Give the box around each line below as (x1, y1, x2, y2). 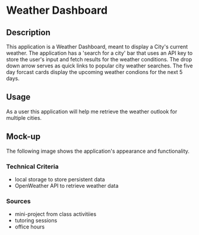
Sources (6, 197, 31, 205)
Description (6, 27, 50, 38)
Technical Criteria (6, 162, 59, 171)
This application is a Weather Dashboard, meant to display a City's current (6, 43, 188, 50)
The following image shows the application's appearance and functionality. (6, 147, 190, 154)
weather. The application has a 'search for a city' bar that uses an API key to (6, 50, 193, 57)
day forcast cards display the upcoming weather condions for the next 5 (6, 69, 183, 75)
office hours (14, 223, 45, 230)
